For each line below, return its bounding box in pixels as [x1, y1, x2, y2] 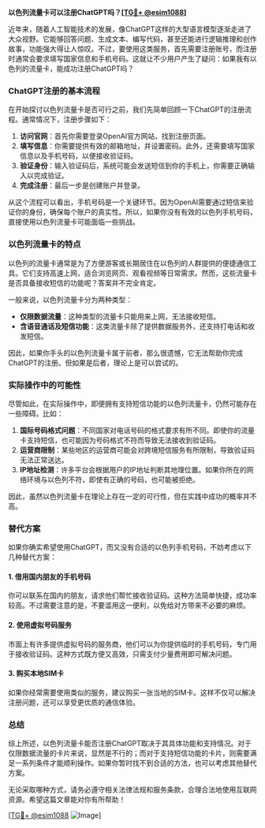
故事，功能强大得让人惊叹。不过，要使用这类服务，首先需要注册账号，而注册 [8, 44, 257, 54]
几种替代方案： [8, 552, 57, 562]
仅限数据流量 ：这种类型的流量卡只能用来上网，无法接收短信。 [19, 311, 221, 321]
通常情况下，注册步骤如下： [21, 114, 112, 125]
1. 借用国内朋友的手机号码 [8, 572, 91, 581]
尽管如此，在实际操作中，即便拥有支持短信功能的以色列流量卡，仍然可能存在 [8, 398, 257, 408]
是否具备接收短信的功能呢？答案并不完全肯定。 [8, 278, 160, 287]
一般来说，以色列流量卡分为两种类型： [8, 295, 132, 304]
